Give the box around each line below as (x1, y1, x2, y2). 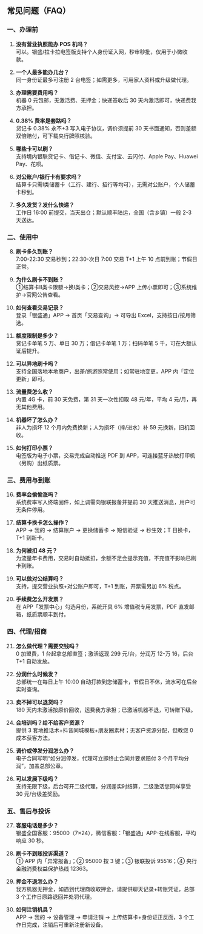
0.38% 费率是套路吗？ (15, 117, 72, 124)
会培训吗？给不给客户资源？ (15, 719, 85, 726)
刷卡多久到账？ (15, 247, 53, 255)
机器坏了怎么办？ (15, 416, 59, 423)
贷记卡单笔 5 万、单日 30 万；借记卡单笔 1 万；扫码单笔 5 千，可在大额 (15, 339, 192, 347)
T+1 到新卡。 (15, 534, 48, 542)
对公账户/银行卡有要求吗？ (15, 173, 82, 180)
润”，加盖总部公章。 (15, 762, 66, 769)
